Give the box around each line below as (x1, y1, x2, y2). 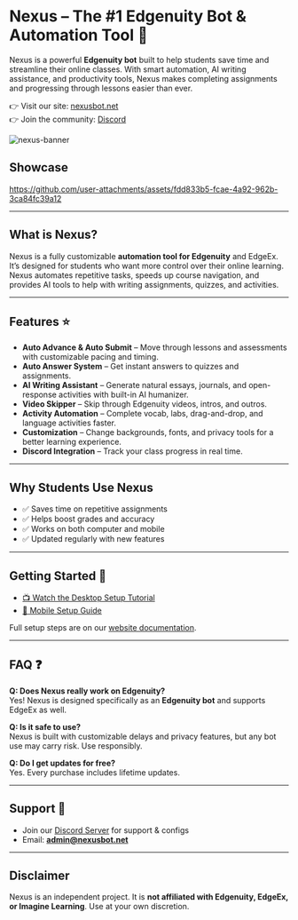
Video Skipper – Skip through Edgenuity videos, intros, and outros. (21, 399, 268, 409)
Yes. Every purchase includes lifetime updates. (9, 766, 180, 778)
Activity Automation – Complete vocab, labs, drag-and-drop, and (21, 408, 263, 419)
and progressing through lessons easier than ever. (9, 83, 193, 93)
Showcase (9, 160, 69, 175)
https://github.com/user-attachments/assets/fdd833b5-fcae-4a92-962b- (9, 184, 278, 194)
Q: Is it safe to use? (9, 721, 82, 732)
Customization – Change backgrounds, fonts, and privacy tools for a (21, 427, 274, 438)
